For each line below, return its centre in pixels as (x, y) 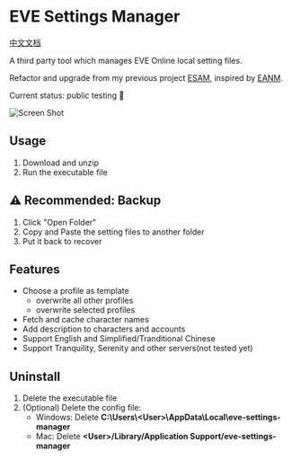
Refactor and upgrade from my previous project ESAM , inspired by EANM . (146, 77)
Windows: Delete (67, 417)
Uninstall (35, 376)
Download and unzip (60, 163)
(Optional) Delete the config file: (82, 408)
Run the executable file (65, 172)
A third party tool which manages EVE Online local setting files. (126, 60)
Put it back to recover (62, 241)
